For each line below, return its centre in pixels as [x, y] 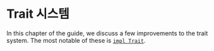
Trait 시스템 [38, 14]
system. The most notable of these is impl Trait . [76, 40]
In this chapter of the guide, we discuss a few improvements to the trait [107, 33]
